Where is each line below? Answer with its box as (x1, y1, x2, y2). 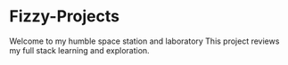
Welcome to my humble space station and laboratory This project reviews (9, 36, 280, 46)
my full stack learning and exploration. (9, 45, 150, 55)
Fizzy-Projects (9, 6, 120, 27)
